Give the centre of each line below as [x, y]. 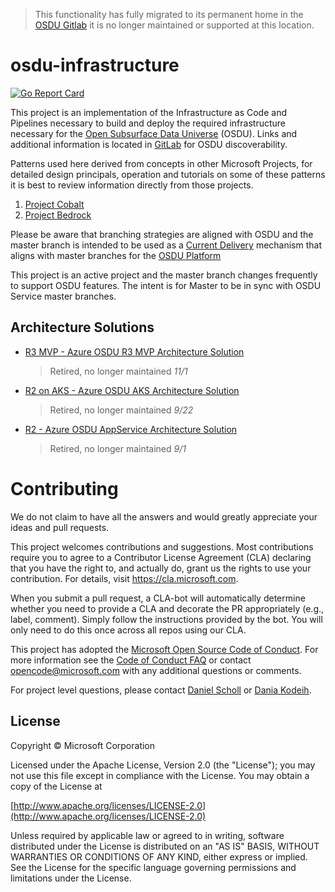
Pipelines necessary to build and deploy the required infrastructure [148, 123]
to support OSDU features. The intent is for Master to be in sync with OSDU [166, 285]
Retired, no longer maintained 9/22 [121, 410]
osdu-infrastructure [95, 65]
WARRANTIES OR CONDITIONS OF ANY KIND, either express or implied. [159, 856]
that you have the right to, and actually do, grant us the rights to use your [161, 568]
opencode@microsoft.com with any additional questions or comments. [156, 670]
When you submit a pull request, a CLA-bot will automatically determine [158, 598]
